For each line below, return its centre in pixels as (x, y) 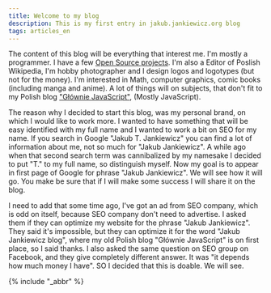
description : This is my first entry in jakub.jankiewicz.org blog (125, 23)
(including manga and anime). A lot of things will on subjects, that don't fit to (135, 88)
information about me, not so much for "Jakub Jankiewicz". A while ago (127, 147)
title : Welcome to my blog (54, 16)
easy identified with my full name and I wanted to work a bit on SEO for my (133, 130)
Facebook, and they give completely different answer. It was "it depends (129, 257)
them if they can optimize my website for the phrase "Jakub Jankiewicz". (129, 223)
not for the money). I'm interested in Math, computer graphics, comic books (135, 80)
